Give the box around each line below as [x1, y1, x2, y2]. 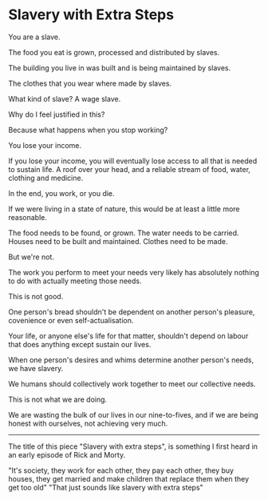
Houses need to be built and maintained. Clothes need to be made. [8, 236, 228, 246]
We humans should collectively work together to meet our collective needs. [8, 378, 256, 389]
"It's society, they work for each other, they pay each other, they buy [8, 466, 234, 475]
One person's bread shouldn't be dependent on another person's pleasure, [8, 306, 255, 317]
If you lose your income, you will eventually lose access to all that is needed [8, 156, 258, 166]
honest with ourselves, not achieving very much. [8, 418, 168, 428]
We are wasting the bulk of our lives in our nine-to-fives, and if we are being [8, 410, 259, 419]
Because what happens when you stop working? [8, 125, 168, 134]
